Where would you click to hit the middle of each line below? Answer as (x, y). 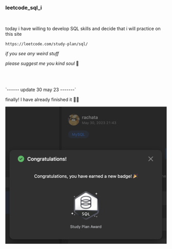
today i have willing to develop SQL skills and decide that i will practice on (83, 29)
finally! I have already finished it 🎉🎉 (42, 100)
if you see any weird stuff (32, 54)
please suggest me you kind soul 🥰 (42, 63)
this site (14, 34)
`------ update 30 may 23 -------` (41, 90)
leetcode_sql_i (24, 8)
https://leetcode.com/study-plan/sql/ (47, 44)
